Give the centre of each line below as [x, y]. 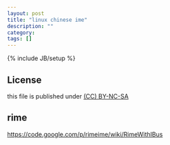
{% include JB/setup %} [41, 58]
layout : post [26, 13]
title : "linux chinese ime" [47, 20]
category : [21, 32]
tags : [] [20, 39]
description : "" [30, 26]
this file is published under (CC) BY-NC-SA [68, 96]
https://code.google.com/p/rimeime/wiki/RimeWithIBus [85, 134]
